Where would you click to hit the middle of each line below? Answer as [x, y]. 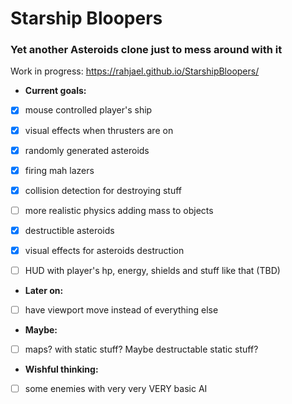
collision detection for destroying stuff [103, 190]
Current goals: [55, 91]
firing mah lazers [59, 170]
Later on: [44, 291]
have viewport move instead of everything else [121, 310]
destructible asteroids [69, 230]
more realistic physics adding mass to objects [119, 210]
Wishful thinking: [61, 369]
